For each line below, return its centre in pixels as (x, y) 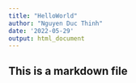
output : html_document (47, 38)
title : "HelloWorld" (43, 16)
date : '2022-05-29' (41, 31)
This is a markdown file (68, 71)
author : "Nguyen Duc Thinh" (56, 23)
